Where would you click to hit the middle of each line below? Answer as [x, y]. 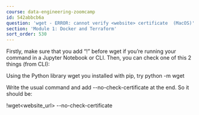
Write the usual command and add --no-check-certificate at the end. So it [98, 87]
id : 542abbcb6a [25, 17]
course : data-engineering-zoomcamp [51, 12]
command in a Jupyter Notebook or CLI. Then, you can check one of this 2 [99, 58]
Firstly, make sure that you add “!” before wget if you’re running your [91, 51]
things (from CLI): [28, 64]
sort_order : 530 [26, 34]
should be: [20, 94]
